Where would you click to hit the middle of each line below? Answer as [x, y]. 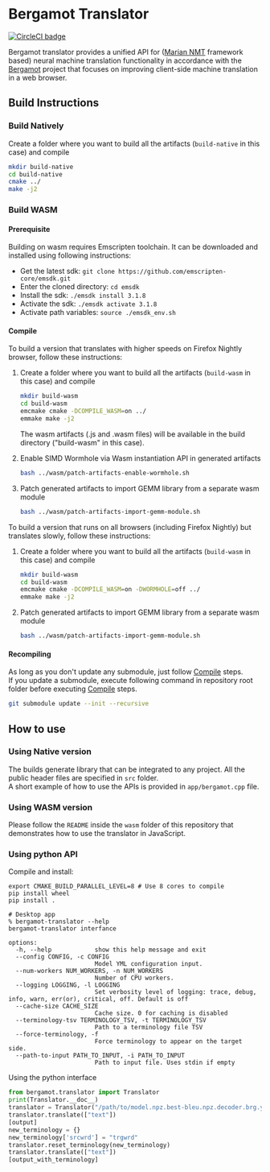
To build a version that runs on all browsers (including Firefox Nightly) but [130, 527]
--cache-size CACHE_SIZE [57, 1006]
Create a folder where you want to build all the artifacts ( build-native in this [134, 143]
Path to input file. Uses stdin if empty [165, 1063]
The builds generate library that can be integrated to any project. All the [127, 769]
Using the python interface [53, 1078]
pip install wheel [39, 894]
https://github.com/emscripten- [172, 272]
